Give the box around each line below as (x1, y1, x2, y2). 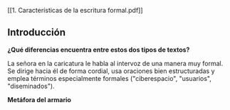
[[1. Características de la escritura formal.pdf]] (7, 6, 144, 14)
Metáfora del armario (7, 95, 71, 104)
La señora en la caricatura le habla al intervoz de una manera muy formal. (7, 59, 224, 67)
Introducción (7, 26, 66, 38)
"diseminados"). (7, 82, 55, 90)
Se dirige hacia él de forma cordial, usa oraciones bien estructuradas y (7, 67, 215, 75)
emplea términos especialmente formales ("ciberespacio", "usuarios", (7, 74, 212, 82)
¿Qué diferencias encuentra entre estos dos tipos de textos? (7, 45, 190, 54)
